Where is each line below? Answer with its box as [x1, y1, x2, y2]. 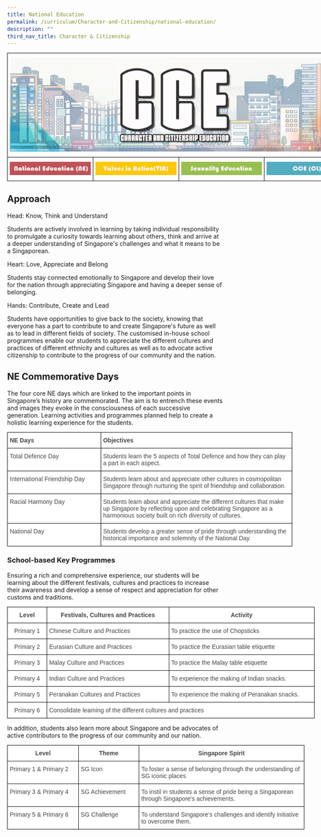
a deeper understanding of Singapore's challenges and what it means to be [7, 239, 220, 247]
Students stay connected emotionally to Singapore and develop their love [7, 273, 215, 282]
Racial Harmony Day [10, 498, 65, 505]
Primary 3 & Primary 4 [10, 788, 69, 796]
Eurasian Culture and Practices [49, 643, 132, 650]
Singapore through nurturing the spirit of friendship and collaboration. [102, 481, 286, 490]
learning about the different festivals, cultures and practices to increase [7, 578, 209, 586]
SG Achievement [80, 788, 126, 796]
